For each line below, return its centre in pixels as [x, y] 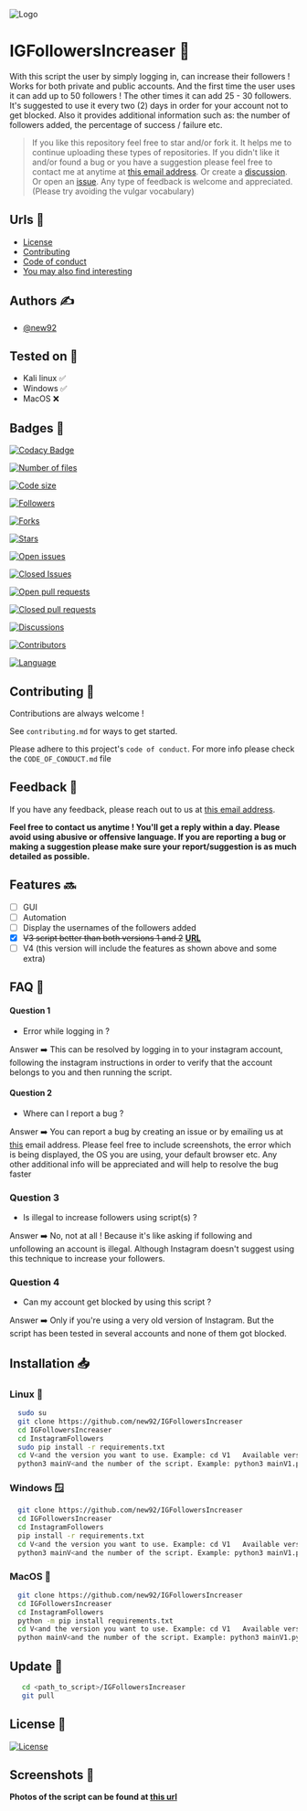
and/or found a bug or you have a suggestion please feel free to [152, 162]
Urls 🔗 [27, 220]
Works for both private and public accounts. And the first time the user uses [152, 86]
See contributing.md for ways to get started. [94, 731]
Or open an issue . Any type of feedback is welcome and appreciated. [162, 181]
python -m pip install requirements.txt [95, 1621]
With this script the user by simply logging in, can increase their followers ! [150, 76]
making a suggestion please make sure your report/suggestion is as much [153, 847]
